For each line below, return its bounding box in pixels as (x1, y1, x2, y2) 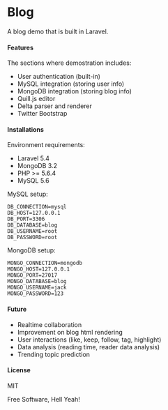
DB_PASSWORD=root (7, 234, 58, 241)
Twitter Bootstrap (17, 109, 68, 118)
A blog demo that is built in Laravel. (7, 27, 109, 36)
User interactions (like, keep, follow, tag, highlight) (17, 335, 162, 344)
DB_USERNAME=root (7, 228, 58, 235)
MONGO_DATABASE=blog (7, 278, 68, 285)
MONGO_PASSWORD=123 (7, 290, 64, 297)
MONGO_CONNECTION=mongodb (7, 259, 82, 267)
